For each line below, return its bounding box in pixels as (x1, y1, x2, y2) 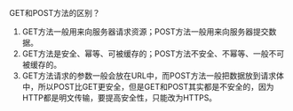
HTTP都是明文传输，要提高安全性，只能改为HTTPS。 (21, 92, 218, 103)
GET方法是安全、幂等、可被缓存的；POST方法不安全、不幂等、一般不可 (21, 48, 285, 59)
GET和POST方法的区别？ (9, 8, 100, 18)
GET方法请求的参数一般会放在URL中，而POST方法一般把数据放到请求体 (21, 70, 284, 81)
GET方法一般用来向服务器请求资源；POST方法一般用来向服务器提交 (21, 26, 269, 37)
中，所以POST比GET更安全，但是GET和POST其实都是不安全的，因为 (21, 82, 274, 92)
